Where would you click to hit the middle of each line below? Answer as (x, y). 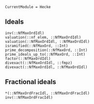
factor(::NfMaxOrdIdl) (28, 58)
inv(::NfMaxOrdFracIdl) (29, 97)
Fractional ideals (31, 82)
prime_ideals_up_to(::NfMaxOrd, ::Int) (45, 54)
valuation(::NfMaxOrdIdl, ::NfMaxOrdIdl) (47, 41)
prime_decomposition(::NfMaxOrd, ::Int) (47, 50)
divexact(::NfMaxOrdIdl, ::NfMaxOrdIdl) (47, 67)
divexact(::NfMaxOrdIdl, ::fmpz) (39, 63)
